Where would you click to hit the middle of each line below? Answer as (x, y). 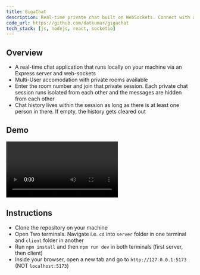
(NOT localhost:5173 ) (42, 265)
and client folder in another (49, 240)
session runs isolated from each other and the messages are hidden (98, 93)
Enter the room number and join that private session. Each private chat (101, 86)
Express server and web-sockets (55, 74)
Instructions (29, 213)
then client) (29, 253)
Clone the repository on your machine (61, 227)
